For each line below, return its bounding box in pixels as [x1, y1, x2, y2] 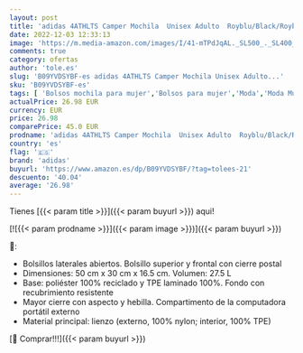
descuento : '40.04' [9, 172, 83, 181]
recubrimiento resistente [22, 287, 115, 298]
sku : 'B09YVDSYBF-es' [9, 80, 91, 89]
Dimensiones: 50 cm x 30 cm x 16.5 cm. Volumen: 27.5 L [22, 268, 232, 279]
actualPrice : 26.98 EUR [9, 97, 99, 107]
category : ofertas [9, 55, 78, 64]
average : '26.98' [9, 181, 75, 190]
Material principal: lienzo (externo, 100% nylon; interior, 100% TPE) [22, 316, 272, 327]
